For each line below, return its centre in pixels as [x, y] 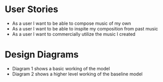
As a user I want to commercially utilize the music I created [74, 34]
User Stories [31, 9]
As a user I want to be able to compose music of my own [72, 23]
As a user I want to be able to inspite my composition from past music [85, 28]
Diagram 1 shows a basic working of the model [61, 68]
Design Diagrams [42, 55]
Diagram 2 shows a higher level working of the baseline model [77, 74]
